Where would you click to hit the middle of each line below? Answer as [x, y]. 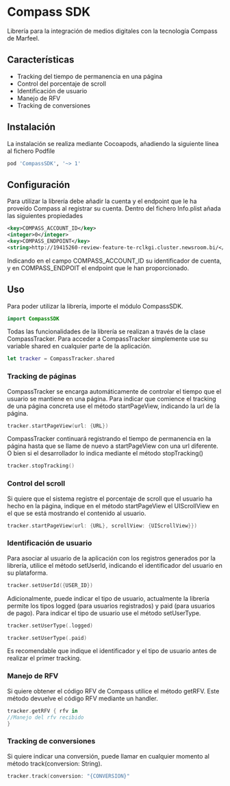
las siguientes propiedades [45, 216]
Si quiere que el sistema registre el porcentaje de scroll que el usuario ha [110, 499]
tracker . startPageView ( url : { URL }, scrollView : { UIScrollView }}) [102, 525]
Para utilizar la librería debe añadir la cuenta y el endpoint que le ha [102, 201]
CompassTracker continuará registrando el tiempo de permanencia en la [109, 439]
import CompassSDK [33, 319]
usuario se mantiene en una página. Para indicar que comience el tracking [112, 398]
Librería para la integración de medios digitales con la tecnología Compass [112, 31]
